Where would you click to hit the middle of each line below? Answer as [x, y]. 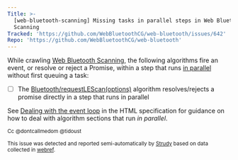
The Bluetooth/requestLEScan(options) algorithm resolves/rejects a [116, 89]
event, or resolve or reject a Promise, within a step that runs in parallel [109, 68]
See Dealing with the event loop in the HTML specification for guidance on [116, 111]
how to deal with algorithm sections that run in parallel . [87, 118]
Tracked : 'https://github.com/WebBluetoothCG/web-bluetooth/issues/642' [117, 34]
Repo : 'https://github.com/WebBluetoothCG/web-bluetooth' [95, 40]
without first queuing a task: [48, 76]
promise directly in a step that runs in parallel [83, 97]
